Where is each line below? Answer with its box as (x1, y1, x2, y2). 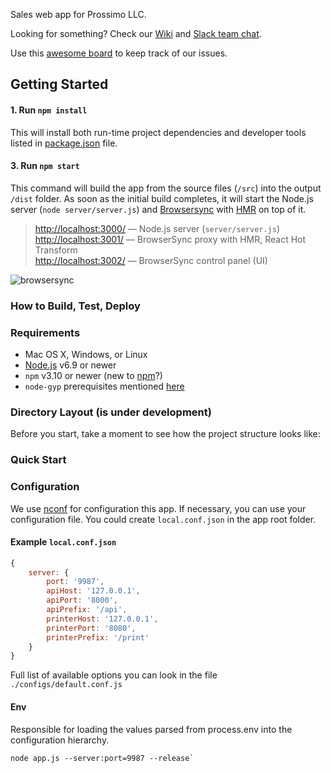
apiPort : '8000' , (46, 595, 118, 606)
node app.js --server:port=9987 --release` (10, 753, 195, 763)
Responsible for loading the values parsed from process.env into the (10, 723, 293, 735)
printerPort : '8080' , (46, 623, 137, 633)
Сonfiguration (10, 480, 80, 494)
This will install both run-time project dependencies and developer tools (10, 126, 307, 138)
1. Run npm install (10, 104, 88, 116)
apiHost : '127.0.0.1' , (46, 586, 141, 596)
